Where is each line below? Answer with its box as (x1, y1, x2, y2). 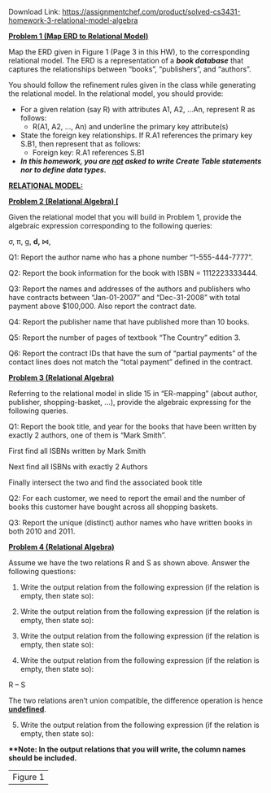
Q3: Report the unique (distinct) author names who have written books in (8, 518, 253, 527)
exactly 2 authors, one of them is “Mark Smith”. (8, 430, 167, 440)
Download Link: (8, 7, 61, 16)
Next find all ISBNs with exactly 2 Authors (8, 462, 148, 471)
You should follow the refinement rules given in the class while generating (8, 81, 256, 89)
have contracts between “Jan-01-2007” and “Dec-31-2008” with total (8, 293, 241, 302)
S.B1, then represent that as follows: (20, 139, 141, 149)
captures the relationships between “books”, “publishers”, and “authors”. (8, 64, 251, 74)
